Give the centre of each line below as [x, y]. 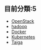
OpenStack [23, 21]
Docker [19, 32]
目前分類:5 [20, 9]
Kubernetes [23, 37]
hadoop [19, 26]
